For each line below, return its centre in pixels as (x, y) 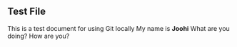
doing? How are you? (39, 36)
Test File (27, 12)
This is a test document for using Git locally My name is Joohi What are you (118, 28)
